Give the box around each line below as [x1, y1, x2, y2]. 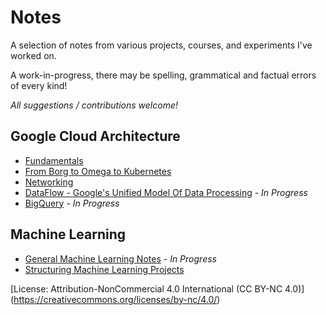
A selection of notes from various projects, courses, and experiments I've [10, 39, 313, 51]
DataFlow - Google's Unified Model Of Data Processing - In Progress [24, 186, 308, 198]
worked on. [10, 49, 57, 61]
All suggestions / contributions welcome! [10, 99, 178, 111]
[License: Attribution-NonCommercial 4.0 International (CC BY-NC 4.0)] [10, 282, 305, 295]
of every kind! [10, 79, 68, 91]
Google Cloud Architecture [10, 128, 181, 145]
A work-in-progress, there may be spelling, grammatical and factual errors [10, 69, 317, 81]
